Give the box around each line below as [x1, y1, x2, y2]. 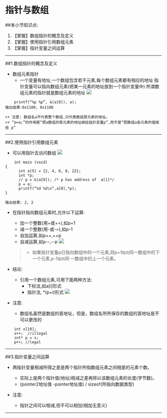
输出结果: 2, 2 [5, 200, 34, 205]
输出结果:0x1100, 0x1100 [5, 105, 54, 110]
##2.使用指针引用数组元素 [5, 139, 59, 145]
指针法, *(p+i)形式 [27, 289, 64, 295]
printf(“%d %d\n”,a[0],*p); [18, 186, 77, 191]
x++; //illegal [14, 331, 48, 336]
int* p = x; [14, 335, 39, 340]
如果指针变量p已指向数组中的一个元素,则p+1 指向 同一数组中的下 [32, 249, 160, 255]
